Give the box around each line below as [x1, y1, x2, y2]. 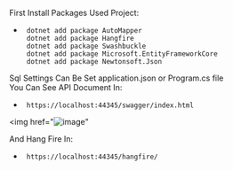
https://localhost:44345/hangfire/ [26, 152, 158, 161]
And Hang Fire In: [9, 134, 74, 144]
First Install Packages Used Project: [9, 8, 140, 18]
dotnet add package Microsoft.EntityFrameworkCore [26, 50, 218, 58]
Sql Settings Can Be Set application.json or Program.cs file [9, 73, 224, 83]
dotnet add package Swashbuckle [26, 42, 147, 50]
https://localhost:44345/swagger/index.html [26, 101, 194, 110]
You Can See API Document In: [9, 82, 123, 92]
